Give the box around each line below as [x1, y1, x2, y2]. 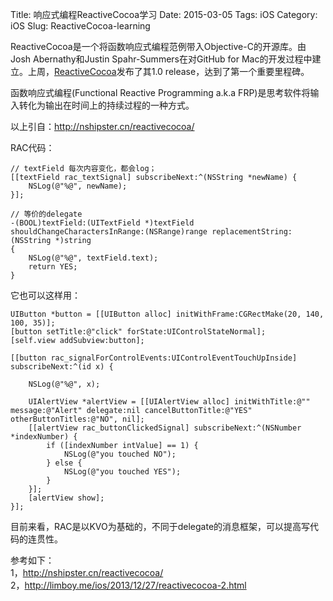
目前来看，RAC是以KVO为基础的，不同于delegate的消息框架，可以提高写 [10, 521, 311, 532]
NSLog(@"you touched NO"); [63, 449, 177, 459]
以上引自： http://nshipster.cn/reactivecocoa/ [10, 121, 195, 132]
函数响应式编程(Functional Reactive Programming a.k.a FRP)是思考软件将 [10, 87, 311, 98]
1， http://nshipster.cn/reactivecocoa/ [10, 567, 164, 578]
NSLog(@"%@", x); [28, 379, 101, 389]
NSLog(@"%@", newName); [28, 181, 128, 191]
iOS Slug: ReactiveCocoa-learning [10, 20, 151, 32]
